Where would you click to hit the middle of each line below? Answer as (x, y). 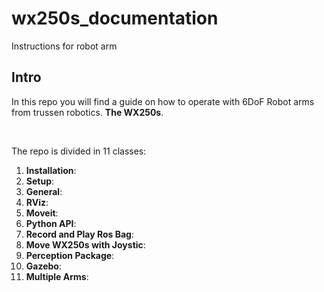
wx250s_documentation (115, 18)
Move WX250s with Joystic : (85, 244)
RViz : (37, 202)
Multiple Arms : (57, 276)
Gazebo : (43, 266)
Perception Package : (70, 255)
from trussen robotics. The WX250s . (87, 112)
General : (44, 191)
